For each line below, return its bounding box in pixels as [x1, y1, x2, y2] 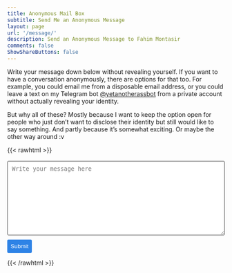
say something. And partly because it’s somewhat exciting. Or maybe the [7, 125, 215, 133]
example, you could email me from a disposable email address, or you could [7, 82, 224, 91]
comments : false [7, 42, 54, 49]
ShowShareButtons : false [7, 49, 79, 56]
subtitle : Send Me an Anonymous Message [7, 17, 126, 23]
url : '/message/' [7, 29, 57, 37]
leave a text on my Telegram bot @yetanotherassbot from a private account [7, 89, 222, 97]
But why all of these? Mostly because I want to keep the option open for [7, 110, 212, 118]
